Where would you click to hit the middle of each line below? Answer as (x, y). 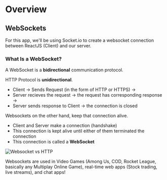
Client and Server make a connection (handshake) (65, 126)
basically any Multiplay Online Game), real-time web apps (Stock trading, (81, 167)
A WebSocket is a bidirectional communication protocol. (64, 70)
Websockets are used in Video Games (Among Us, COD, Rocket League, (81, 162)
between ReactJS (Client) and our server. (48, 46)
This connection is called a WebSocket (53, 142)
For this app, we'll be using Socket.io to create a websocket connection (80, 40)
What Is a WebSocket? (34, 58)
